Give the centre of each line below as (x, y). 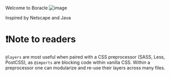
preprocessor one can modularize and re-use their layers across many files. (85, 68)
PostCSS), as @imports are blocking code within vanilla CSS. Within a (78, 62)
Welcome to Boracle (27, 8)
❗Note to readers (41, 40)
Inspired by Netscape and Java (38, 18)
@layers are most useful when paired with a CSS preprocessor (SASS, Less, (85, 57)
